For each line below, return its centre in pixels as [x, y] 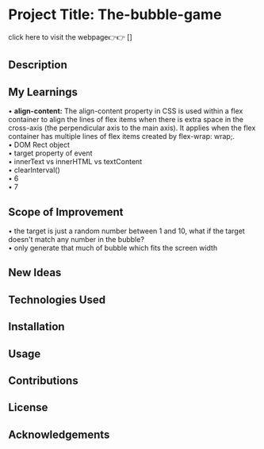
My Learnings [43, 92]
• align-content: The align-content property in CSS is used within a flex [126, 111]
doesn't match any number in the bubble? [77, 239]
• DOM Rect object [39, 145]
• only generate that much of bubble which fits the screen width [113, 248]
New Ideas [35, 272]
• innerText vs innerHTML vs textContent [75, 162]
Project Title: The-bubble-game [115, 15]
